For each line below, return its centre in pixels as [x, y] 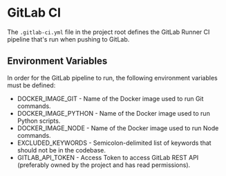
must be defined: [31, 85]
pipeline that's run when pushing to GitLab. [68, 39]
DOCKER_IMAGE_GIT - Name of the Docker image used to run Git [110, 98]
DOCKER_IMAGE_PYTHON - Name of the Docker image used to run [114, 113]
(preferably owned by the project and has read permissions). [104, 165]
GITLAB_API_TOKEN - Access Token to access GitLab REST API [108, 157]
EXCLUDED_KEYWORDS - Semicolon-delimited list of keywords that [114, 143]
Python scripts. [39, 121]
